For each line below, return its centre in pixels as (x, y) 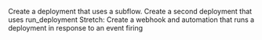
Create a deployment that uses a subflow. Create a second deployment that (130, 11)
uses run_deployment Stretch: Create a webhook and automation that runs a (131, 20)
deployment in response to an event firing (76, 28)
